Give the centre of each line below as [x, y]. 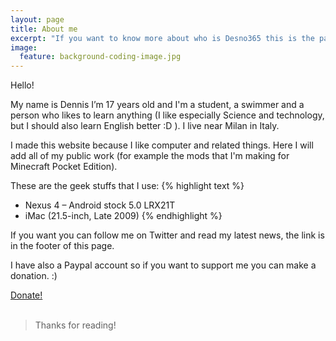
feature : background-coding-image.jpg [100, 57]
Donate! [26, 295]
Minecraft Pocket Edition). [64, 167]
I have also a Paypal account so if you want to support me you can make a [163, 265]
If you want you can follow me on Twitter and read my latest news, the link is [167, 235]
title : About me [44, 29]
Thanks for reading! [75, 325]
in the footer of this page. [62, 246]
